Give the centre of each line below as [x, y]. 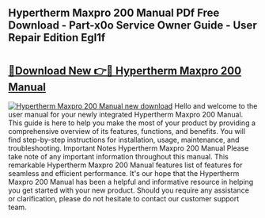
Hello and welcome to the [216, 106]
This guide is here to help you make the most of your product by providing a [132, 123]
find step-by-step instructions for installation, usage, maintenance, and [124, 140]
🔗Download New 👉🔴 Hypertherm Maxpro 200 [125, 71]
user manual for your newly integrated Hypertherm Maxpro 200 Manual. [126, 115]
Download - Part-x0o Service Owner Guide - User [132, 26]
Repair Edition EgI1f [57, 38]
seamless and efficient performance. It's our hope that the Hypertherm [124, 173]
